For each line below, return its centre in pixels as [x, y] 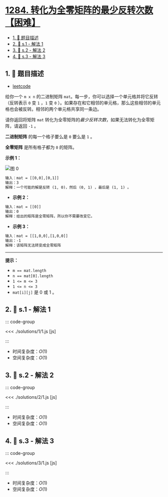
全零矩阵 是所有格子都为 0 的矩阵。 [41, 147]
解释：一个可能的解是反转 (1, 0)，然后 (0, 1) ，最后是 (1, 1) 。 [68, 187]
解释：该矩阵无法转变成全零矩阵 [33, 245]
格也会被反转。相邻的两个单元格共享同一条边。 [53, 109]
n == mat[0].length [33, 276]
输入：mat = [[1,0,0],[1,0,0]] [37, 236]
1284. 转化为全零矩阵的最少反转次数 [79, 10]
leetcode [21, 86]
